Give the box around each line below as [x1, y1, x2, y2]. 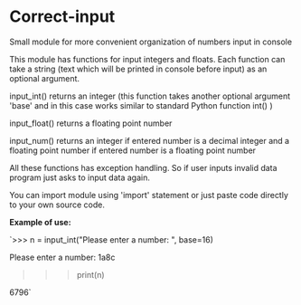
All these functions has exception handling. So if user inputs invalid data [9, 162, 277, 173]
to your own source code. [9, 199, 106, 210]
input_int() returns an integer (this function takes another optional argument [9, 91, 291, 101]
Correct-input [9, 6, 116, 27]
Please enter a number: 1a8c [9, 252, 116, 262]
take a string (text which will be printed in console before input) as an [9, 63, 268, 74]
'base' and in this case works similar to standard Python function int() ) [9, 100, 273, 110]
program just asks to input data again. [9, 172, 151, 183]
